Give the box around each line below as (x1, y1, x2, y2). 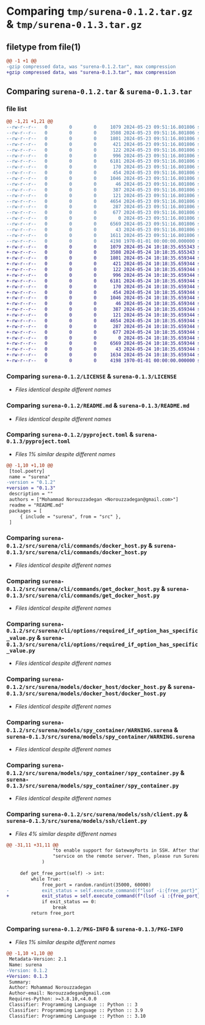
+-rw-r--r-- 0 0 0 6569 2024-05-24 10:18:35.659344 (6, 340, 195, 347)
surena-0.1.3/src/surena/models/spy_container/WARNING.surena (6, 733, 195, 740)
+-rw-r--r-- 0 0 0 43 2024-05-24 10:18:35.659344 (6, 346, 195, 353)
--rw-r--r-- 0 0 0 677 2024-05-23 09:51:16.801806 (6, 209, 195, 216)
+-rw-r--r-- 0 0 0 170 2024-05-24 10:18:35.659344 (6, 283, 195, 290)
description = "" (9, 491, 53, 497)
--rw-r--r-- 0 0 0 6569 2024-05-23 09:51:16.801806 (6, 221, 195, 227)
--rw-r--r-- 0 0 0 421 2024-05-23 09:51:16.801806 (6, 141, 195, 148)
